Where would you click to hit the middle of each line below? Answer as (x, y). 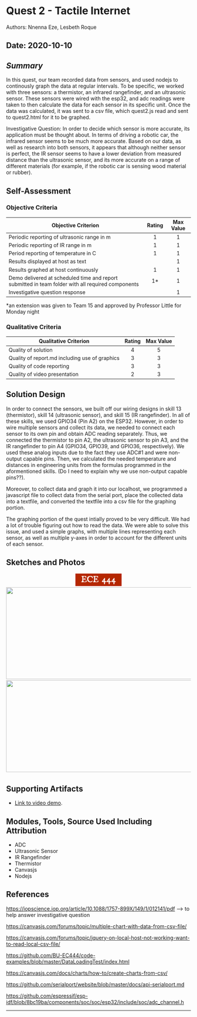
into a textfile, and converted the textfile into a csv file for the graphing (91, 501)
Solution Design (36, 394)
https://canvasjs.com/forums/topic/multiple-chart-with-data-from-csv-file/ (96, 926)
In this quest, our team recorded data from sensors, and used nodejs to (92, 80)
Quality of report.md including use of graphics (64, 358)
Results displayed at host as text (47, 261)
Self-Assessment (39, 191)
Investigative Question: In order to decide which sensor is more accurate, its (98, 129)
